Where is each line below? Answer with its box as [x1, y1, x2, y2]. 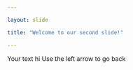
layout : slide [7, 16, 49, 23]
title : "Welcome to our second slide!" [7, 29, 124, 36]
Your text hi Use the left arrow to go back [7, 54, 126, 63]
